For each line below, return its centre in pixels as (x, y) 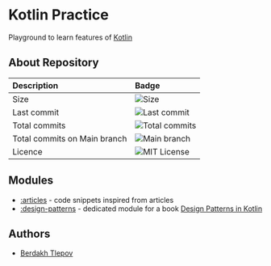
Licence (27, 151)
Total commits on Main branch (70, 138)
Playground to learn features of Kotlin (71, 37)
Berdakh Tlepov (46, 253)
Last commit (35, 112)
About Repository (54, 63)
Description (35, 85)
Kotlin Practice (58, 15)
